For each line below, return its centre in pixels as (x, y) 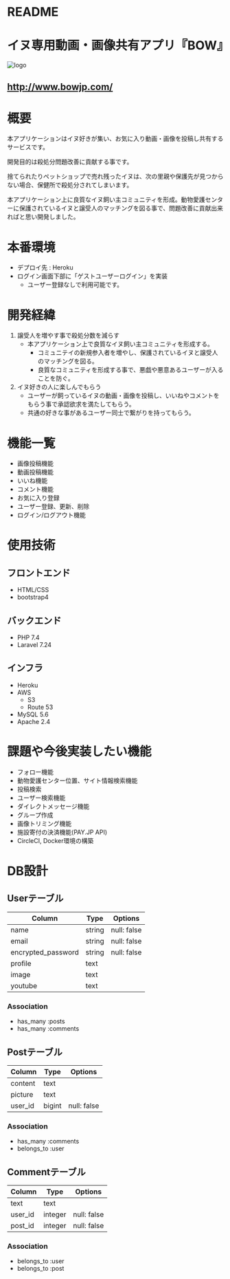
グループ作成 (35, 815)
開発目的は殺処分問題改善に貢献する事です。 (70, 162)
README (33, 12)
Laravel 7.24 (34, 645)
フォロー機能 (35, 772)
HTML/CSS (33, 590)
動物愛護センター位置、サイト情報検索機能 (77, 780)
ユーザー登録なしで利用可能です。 (75, 285)
